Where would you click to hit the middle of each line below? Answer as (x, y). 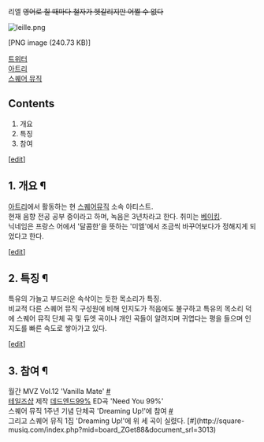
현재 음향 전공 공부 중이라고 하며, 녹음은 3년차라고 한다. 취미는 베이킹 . (115, 216)
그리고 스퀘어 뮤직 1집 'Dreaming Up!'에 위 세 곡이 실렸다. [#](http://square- (126, 421)
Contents (32, 104)
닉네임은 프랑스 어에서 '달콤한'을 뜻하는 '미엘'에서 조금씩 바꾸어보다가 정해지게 (128, 226)
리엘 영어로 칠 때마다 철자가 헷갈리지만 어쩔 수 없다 (86, 11)
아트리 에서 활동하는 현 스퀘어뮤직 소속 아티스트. (81, 206)
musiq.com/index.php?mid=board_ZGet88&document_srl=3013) (112, 430)
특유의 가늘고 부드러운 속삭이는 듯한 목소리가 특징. (85, 299)
